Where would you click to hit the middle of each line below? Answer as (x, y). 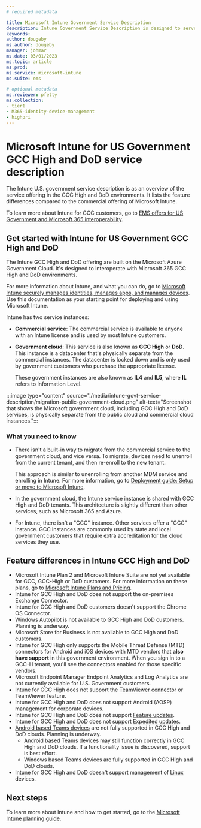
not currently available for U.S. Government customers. (83, 684)
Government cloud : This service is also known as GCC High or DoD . (99, 347)
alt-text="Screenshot (165, 402)
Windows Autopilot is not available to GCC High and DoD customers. (99, 620)
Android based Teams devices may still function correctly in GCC (104, 740)
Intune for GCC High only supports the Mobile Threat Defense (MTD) (100, 645)
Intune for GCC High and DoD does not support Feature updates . (95, 715)
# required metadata (32, 12)
